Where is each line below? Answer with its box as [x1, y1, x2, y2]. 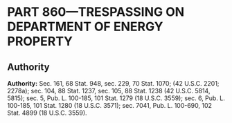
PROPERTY [7, 34, 73, 49]
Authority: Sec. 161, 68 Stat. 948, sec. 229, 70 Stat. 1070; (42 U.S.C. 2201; [7, 79, 220, 87]
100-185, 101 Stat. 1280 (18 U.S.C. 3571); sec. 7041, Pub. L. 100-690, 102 [7, 102, 213, 109]
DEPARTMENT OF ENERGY [7, 19, 163, 35]
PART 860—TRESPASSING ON [7, 4, 185, 20]
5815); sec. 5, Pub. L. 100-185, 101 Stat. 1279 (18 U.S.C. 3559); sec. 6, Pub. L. [7, 94, 225, 102]
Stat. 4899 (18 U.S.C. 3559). [7, 108, 88, 117]
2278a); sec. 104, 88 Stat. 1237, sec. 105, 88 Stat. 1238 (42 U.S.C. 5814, [7, 87, 211, 95]
